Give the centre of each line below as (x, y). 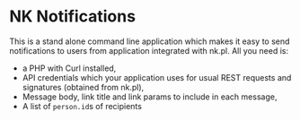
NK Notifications (73, 17)
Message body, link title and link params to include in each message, (150, 97)
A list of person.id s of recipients (82, 106)
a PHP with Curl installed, (69, 68)
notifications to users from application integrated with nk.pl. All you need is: (149, 50)
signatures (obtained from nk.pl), (83, 87)
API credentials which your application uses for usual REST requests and (157, 77)
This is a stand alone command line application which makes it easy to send (150, 41)
